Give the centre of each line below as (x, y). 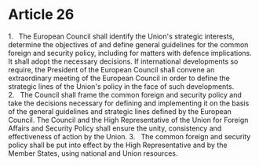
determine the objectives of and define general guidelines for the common (128, 44)
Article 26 (41, 15)
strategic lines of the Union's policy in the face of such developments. (121, 86)
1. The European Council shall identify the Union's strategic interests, (122, 36)
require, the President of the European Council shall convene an (111, 69)
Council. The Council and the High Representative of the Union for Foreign (128, 120)
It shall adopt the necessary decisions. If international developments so (123, 61)
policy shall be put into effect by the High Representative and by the (118, 145)
